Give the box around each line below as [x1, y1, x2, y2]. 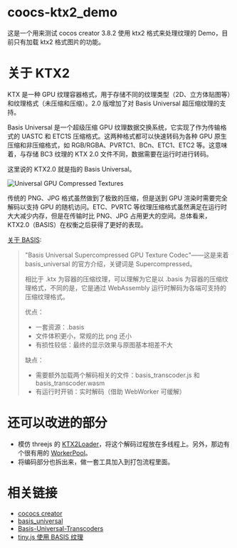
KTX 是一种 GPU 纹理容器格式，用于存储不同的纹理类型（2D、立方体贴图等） [7, 90, 231, 98]
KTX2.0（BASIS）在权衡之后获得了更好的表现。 [7, 220, 147, 228]
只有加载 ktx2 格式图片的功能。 [13, 37, 105, 46]
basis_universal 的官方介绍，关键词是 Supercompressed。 [24, 259, 196, 268]
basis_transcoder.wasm [35, 379, 105, 387]
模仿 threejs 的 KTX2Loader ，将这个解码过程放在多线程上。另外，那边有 [17, 439, 230, 448]
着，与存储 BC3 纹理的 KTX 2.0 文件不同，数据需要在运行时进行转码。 [7, 149, 213, 158]
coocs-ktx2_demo [7, 4, 117, 21]
